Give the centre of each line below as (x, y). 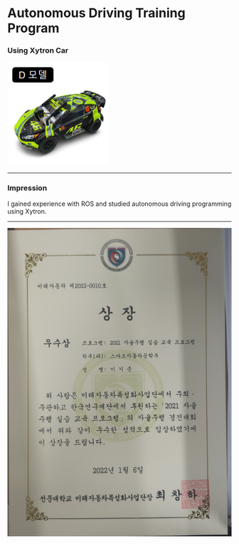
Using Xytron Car (38, 51)
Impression (27, 188)
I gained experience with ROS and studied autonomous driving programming (119, 204)
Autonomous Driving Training (97, 13)
